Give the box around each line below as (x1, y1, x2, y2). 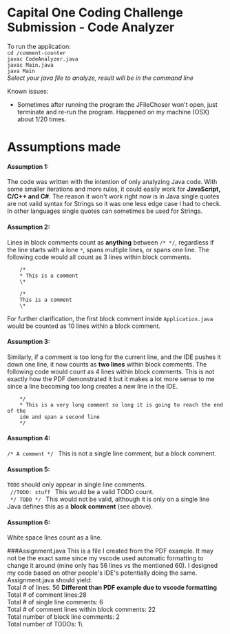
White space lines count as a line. (7, 533, 103, 542)
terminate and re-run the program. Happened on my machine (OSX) (17, 108, 210, 116)
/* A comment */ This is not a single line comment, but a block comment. (7, 449, 217, 458)
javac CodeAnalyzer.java (7, 55, 79, 63)
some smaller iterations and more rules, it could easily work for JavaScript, (7, 185, 221, 194)
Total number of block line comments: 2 (7, 613, 121, 621)
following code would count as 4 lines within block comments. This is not (7, 367, 215, 376)
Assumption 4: (7, 434, 50, 442)
